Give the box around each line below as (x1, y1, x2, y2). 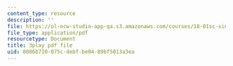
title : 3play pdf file (7, 42, 73, 49)
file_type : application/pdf (7, 29, 89, 36)
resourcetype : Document (7, 36, 76, 43)
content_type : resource (7, 10, 76, 17)
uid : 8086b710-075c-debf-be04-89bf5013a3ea (7, 49, 135, 56)
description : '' (7, 16, 54, 23)
